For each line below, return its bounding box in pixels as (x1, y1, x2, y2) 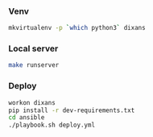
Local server (8, 43, 59, 54)
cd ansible (8, 114, 45, 122)
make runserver (8, 61, 60, 69)
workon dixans (8, 98, 56, 106)
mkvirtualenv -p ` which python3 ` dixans (8, 24, 147, 32)
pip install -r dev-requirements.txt (8, 106, 135, 114)
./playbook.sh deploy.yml (8, 121, 95, 130)
